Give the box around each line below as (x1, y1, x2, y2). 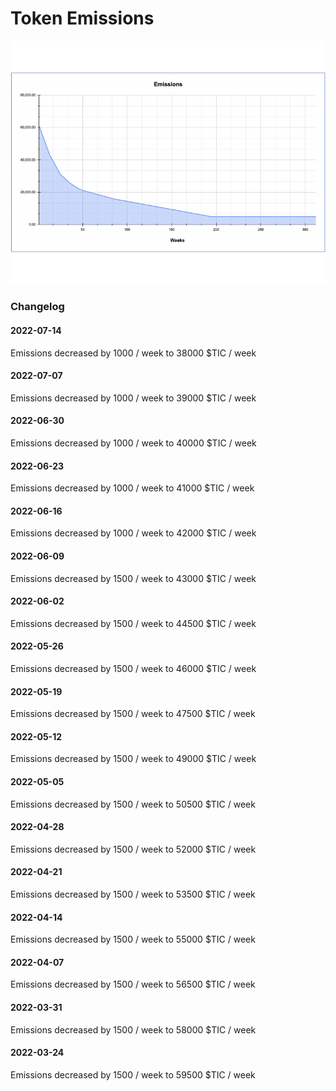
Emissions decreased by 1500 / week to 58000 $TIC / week (10, 1023, 257, 1036)
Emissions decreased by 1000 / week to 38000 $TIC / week (10, 347, 257, 359)
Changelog (10, 300, 65, 314)
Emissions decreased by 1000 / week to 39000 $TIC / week (10, 392, 257, 404)
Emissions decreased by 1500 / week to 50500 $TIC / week (10, 798, 256, 810)
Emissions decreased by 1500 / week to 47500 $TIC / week (10, 708, 256, 720)
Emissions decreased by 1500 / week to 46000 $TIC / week (10, 662, 257, 674)
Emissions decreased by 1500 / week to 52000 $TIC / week (10, 843, 257, 855)
